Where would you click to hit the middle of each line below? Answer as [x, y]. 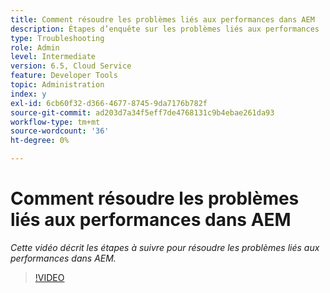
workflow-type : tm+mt [55, 122]
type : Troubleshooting [57, 38]
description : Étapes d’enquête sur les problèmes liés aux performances [165, 29]
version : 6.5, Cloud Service [71, 66]
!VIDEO [49, 277]
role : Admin [35, 47]
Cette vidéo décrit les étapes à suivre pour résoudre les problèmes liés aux [165, 247]
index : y [28, 94]
